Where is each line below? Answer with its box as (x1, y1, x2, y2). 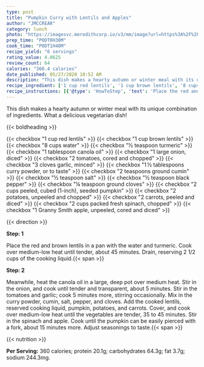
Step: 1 (6, 230, 24, 237)
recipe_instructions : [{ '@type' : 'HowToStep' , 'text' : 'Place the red (6, 88, 189, 94)
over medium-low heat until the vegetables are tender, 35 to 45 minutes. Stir (6, 310, 197, 318)
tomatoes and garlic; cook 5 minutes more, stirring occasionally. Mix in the (6, 291, 192, 299)
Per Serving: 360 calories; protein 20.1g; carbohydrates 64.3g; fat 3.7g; (6, 347, 185, 354)
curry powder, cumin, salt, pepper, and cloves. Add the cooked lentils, (6, 298, 182, 305)
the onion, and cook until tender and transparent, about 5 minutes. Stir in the (6, 285, 197, 292)
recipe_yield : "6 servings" (6, 49, 78, 55)
